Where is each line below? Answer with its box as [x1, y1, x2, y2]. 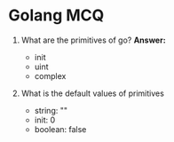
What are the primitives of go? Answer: [20, 35, 166, 45]
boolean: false [34, 123, 87, 134]
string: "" [34, 105, 68, 115]
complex [34, 70, 67, 81]
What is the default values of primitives [20, 88, 165, 99]
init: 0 [34, 114, 56, 125]
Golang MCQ [8, 5, 105, 26]
